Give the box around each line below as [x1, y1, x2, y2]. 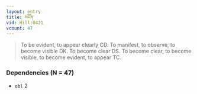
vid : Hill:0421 [6, 20, 44, 25]
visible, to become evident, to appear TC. [20, 54, 121, 61]
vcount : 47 [6, 25, 33, 31]
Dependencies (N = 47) [6, 69, 75, 77]
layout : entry [6, 8, 41, 15]
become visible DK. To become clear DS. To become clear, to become [20, 48, 192, 55]
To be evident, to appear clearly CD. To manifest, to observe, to [20, 41, 176, 48]
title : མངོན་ [6, 14, 34, 20]
